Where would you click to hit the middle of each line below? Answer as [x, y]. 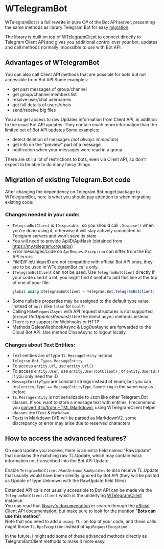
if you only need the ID [35, 376]
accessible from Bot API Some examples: [47, 79]
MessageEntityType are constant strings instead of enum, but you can [82, 382]
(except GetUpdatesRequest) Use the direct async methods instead [80, 316]
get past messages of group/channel [49, 89]
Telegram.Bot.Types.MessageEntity [47, 361]
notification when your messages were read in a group [67, 149]
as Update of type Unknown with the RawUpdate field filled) [66, 480]
